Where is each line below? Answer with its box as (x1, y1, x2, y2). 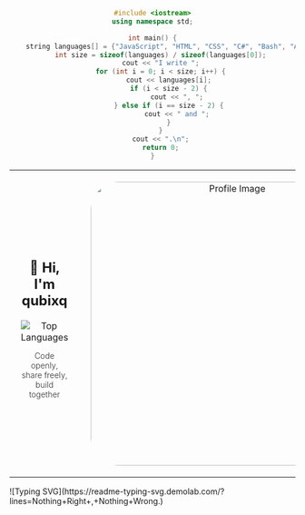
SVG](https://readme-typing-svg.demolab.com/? (42, 486, 225, 497)
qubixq (21, 292, 68, 309)
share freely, (21, 369, 68, 381)
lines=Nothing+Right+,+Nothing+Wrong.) (9, 495, 163, 506)
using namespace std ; (112, 16, 193, 26)
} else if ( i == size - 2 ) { (113, 101, 224, 110)
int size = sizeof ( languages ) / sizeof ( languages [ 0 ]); (54, 50, 267, 59)
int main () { (128, 33, 177, 43)
